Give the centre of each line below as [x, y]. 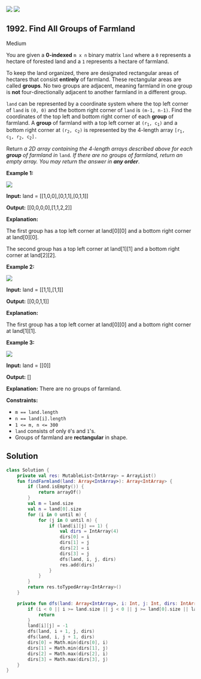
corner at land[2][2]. [31, 255]
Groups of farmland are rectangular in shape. [71, 437]
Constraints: [22, 400]
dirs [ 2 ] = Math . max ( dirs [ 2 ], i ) [68, 654]
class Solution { [28, 470]
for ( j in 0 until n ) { [68, 520]
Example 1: [20, 173]
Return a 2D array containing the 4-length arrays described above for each [100, 148]
